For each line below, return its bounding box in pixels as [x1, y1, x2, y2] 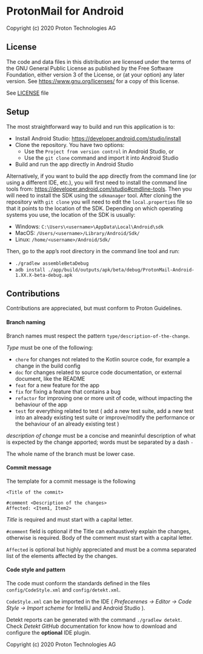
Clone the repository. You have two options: [15, 141, 125, 148]
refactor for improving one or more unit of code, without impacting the [15, 394, 193, 401]
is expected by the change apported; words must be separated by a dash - [6, 438, 194, 446]
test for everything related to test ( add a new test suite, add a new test [15, 407, 194, 414]
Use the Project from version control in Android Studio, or [24, 148, 175, 155]
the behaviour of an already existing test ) [15, 420, 119, 427]
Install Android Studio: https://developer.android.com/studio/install [15, 135, 181, 142]
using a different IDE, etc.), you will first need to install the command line [6, 179, 187, 186]
